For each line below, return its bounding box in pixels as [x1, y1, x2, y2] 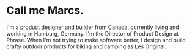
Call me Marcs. [6, 4, 84, 17]
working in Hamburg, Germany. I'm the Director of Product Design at [6, 30, 179, 37]
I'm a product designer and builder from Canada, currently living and [6, 23, 179, 31]
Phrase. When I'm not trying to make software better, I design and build [6, 36, 186, 43]
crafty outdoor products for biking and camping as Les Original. [6, 43, 167, 50]
